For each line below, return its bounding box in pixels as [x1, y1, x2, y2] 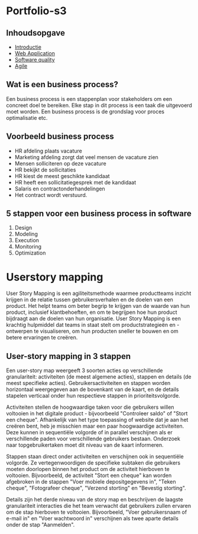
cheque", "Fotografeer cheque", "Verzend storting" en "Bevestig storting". [6, 485, 186, 492]
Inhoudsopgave [6, 28, 65, 38]
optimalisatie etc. [6, 114, 48, 121]
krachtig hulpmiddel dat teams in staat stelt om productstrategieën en [6, 322, 176, 329]
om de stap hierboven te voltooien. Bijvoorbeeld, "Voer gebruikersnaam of [6, 508, 187, 516]
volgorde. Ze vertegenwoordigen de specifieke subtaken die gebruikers [6, 459, 181, 466]
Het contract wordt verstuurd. [14, 191, 87, 198]
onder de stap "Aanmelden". [6, 521, 75, 529]
